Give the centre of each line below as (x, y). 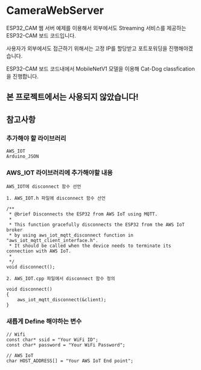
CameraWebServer (55, 11)
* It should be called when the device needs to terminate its (90, 246)
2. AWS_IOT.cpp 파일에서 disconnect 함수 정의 (61, 279)
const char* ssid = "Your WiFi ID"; (52, 340)
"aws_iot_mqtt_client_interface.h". (52, 241)
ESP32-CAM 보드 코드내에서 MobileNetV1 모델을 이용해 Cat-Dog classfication (101, 69)
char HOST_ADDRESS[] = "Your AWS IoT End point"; (70, 361)
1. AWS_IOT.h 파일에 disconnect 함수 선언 (56, 199)
